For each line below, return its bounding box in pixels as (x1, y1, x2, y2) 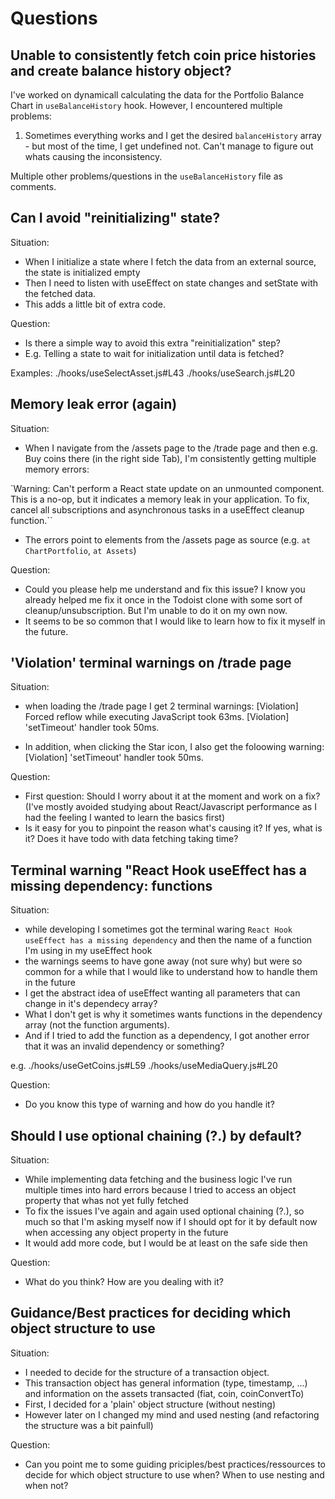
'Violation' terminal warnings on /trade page (10, 655, 292, 672)
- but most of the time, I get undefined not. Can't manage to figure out (24, 140, 314, 152)
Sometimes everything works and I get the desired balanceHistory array (24, 130, 322, 141)
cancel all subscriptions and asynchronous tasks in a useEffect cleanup (10, 503, 305, 516)
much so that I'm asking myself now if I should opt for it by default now (24, 1216, 318, 1228)
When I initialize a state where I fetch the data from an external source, (24, 255, 317, 267)
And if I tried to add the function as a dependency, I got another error (24, 1030, 310, 1042)
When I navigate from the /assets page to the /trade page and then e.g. (24, 442, 318, 454)
